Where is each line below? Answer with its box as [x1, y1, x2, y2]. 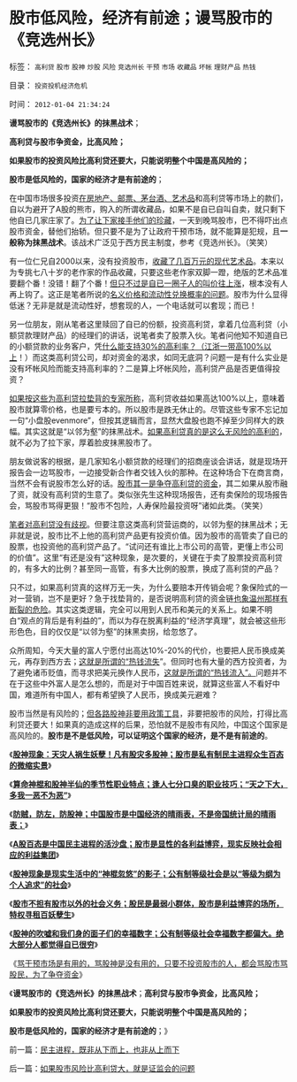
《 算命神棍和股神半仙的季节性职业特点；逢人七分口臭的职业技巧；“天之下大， [9, 779, 288, 789]
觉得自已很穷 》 [47, 939, 99, 949]
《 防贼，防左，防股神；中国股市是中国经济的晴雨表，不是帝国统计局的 [9, 809, 261, 819]
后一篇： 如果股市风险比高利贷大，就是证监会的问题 [9, 1063, 195, 1073]
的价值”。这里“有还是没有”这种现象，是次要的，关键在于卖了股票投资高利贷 [9, 552, 283, 563]
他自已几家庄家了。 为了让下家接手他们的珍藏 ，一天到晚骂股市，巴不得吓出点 [9, 214, 288, 226]
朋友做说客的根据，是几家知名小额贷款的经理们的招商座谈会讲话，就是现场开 [9, 456, 288, 466]
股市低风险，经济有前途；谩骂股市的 [9, 8, 273, 28]
